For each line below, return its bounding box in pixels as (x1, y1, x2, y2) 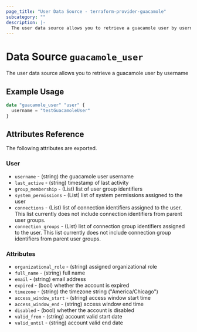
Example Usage (6, 86, 64, 97)
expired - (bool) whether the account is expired (14, 282, 130, 289)
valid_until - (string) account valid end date (14, 319, 123, 326)
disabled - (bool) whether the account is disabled (14, 307, 135, 314)
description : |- (6, 19, 46, 25)
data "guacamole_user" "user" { (6, 102, 85, 108)
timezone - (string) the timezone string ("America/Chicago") (14, 288, 158, 295)
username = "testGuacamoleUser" (11, 107, 91, 113)
